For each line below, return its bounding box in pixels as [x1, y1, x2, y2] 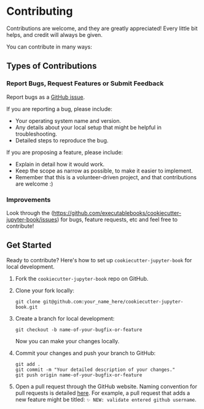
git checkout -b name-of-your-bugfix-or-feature [15, 327, 143, 333]
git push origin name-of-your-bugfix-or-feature [15, 372, 143, 378]
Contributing [6, 4, 73, 18]
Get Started [6, 240, 52, 251]
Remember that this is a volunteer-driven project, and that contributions [15, 173, 197, 181]
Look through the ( [6, 209, 53, 216]
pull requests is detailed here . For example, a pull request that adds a [15, 389, 190, 397]
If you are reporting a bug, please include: [6, 105, 112, 112]
